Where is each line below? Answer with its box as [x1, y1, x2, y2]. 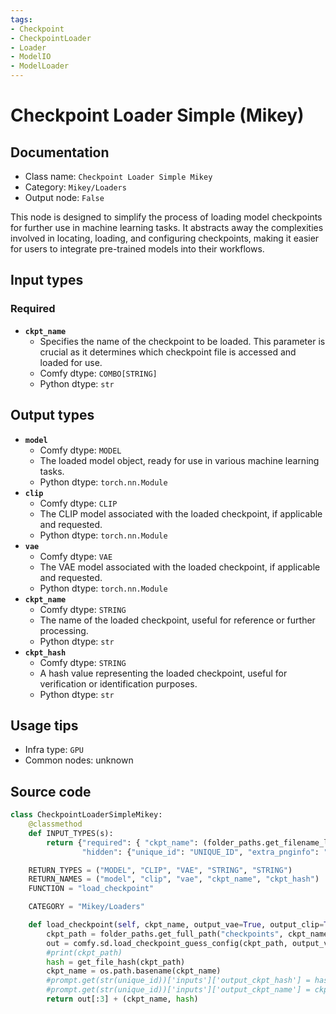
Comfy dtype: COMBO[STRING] [39, 367, 158, 379]
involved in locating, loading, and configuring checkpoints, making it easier [10, 232, 320, 244]
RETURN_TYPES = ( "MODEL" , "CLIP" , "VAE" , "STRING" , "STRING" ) [28, 865, 293, 875]
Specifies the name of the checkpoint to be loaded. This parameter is [39, 335, 326, 347]
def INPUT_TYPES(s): [28, 828, 114, 838]
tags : [10, 14, 33, 25]
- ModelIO [10, 52, 52, 62]
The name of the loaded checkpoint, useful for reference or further [39, 614, 316, 626]
